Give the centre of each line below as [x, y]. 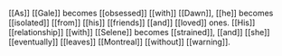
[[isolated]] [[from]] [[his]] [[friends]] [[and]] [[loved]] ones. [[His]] [132, 23]
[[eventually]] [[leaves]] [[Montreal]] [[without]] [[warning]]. [120, 42]
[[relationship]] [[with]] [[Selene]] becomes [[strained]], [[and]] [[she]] [139, 32]
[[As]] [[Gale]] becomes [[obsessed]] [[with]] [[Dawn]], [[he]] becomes [141, 13]
